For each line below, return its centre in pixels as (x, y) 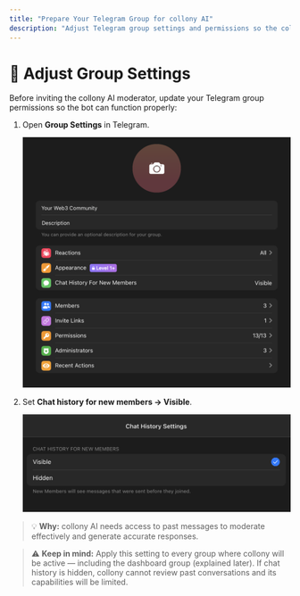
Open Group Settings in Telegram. (86, 125)
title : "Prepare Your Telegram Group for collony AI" (112, 19)
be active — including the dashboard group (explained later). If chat (155, 563)
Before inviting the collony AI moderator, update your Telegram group (137, 98)
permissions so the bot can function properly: (93, 108)
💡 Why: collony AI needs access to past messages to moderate (148, 526)
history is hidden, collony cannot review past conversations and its (154, 572)
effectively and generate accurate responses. (115, 536)
